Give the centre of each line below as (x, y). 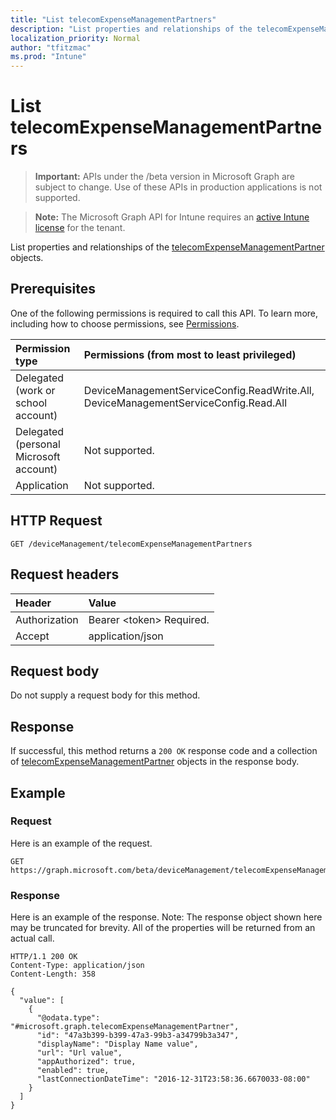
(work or (35, 390)
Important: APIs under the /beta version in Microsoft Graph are (164, 177)
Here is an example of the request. (81, 843)
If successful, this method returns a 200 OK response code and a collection (164, 751)
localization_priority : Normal (75, 38)
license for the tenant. (80, 228)
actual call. (32, 938)
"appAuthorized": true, (86, 1062)
